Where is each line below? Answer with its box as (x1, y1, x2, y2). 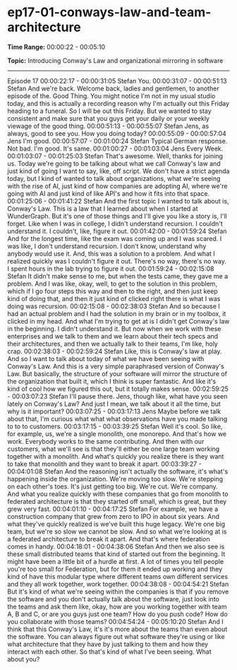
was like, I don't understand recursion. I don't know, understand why (7, 242, 207, 250)
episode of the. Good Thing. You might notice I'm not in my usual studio (7, 91, 216, 100)
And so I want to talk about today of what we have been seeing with (7, 354, 205, 363)
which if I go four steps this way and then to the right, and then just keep (7, 287, 219, 295)
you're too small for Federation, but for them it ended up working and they (7, 565, 223, 573)
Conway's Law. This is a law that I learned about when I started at (7, 204, 199, 213)
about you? (7, 654, 40, 663)
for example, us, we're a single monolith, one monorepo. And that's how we (7, 429, 227, 438)
